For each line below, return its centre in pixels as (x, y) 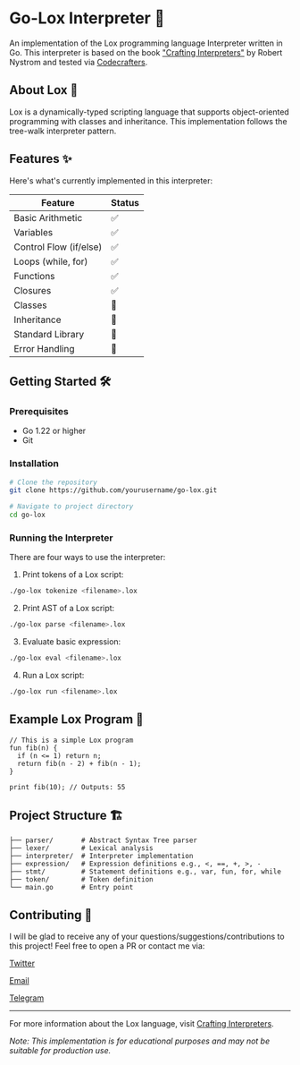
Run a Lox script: (53, 675)
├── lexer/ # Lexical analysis (81, 848)
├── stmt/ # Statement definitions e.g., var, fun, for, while (145, 872)
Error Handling (44, 348)
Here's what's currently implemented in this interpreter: (111, 180)
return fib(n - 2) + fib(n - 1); (79, 763)
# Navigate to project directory (71, 507)
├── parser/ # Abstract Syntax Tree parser (104, 840)
